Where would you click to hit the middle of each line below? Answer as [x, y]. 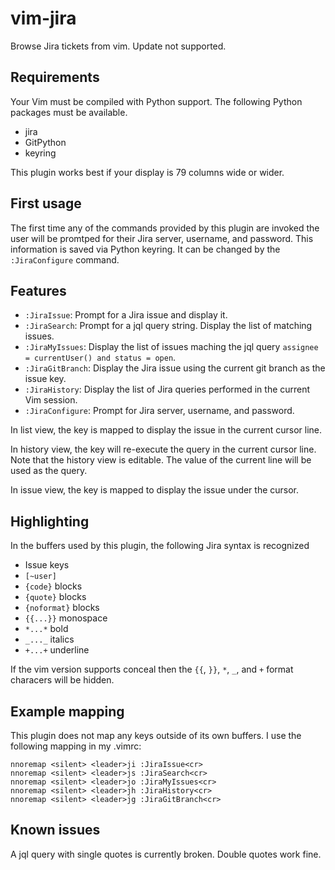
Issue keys [47, 565]
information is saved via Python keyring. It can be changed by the [145, 249]
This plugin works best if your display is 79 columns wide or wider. [147, 172]
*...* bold [46, 629]
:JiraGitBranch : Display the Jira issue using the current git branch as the [175, 368]
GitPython [45, 142]
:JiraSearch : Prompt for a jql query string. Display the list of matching [168, 326]
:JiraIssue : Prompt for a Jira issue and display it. [126, 315]
